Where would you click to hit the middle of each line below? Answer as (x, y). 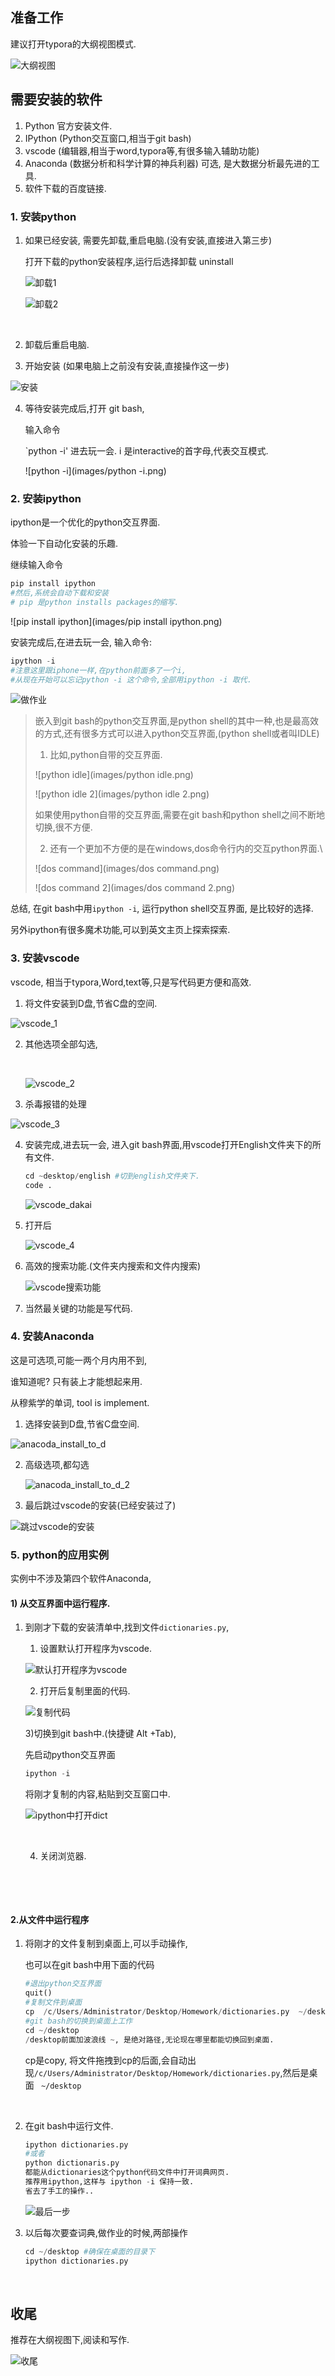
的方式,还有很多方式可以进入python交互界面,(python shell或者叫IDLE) (177, 734)
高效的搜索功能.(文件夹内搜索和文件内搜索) (113, 1265)
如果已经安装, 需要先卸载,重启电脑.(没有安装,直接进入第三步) (148, 240)
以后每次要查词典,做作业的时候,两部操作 (106, 2232)
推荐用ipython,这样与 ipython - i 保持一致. (109, 2182)
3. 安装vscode (45, 958)
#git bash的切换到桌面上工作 (78, 2021)
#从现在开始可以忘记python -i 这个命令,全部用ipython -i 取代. (131, 679)
